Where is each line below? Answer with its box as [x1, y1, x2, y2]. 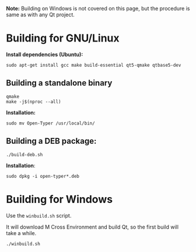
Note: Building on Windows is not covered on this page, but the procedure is [6, 5, 190, 12]
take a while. [6, 229, 37, 236]
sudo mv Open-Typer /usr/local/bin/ [6, 120, 95, 126]
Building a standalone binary [6, 78, 113, 88]
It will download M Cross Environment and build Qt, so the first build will [6, 223, 179, 230]
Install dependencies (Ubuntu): [6, 51, 83, 58]
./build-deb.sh [6, 151, 43, 157]
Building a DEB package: [6, 136, 97, 146]
